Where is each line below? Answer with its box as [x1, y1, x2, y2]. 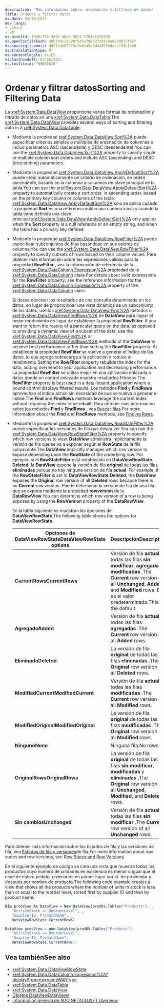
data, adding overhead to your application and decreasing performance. [12, 364, 158, 371]
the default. [110, 605, 137, 612]
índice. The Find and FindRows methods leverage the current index [12, 395, 147, 401]
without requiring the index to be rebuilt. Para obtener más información [12, 401, 155, 407]
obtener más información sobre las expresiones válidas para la [12, 257, 139, 262]
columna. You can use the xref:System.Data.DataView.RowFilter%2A [12, 246, 149, 252]
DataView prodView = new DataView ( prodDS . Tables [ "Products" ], [5, 926, 134, 931]
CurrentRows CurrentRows [14, 577, 78, 584]
